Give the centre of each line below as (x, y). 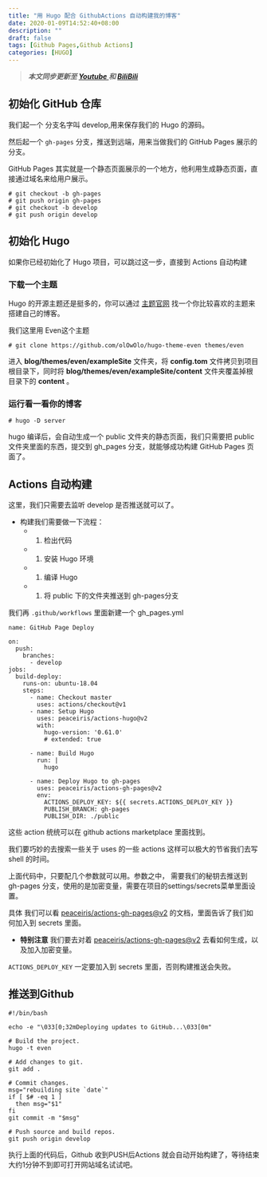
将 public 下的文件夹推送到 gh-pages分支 (111, 596)
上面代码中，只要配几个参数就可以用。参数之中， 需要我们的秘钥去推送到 (128, 876)
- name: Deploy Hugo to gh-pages (85, 782)
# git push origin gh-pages (55, 200)
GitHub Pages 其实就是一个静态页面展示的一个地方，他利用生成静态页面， (130, 168)
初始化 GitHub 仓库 (55, 104)
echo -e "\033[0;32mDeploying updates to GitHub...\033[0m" (110, 1027)
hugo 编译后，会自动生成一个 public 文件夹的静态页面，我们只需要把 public (132, 436)
